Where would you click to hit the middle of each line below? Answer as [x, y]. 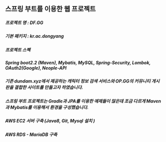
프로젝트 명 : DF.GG [24, 22]
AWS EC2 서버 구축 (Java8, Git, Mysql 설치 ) [50, 121]
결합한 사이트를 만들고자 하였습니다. [49, 87]
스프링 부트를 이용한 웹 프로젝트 [51, 9]
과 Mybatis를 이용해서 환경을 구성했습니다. [47, 107]
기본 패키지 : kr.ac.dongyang [34, 36]
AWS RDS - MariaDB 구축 [31, 134]
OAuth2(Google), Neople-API [36, 68]
